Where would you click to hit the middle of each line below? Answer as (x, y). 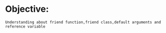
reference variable (25, 26)
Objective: (27, 9)
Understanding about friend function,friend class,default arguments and (83, 22)
